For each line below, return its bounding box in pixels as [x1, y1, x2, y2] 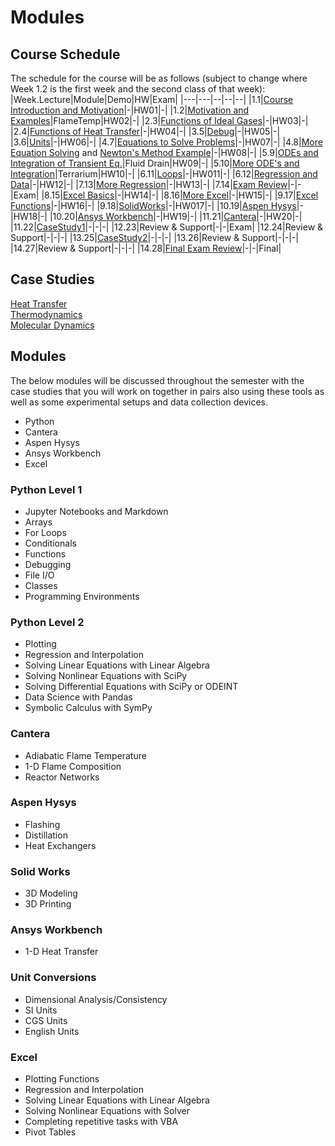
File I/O [24, 569, 55, 581]
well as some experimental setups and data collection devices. [10, 396, 269, 408]
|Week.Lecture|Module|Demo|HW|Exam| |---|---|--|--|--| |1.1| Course [10, 94, 294, 105]
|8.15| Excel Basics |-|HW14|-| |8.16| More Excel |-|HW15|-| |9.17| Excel [41, 189, 319, 201]
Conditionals [24, 537, 77, 549]
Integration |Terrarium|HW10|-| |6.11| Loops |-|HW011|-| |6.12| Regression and [10, 168, 318, 180]
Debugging [24, 558, 72, 570]
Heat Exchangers [24, 839, 97, 851]
